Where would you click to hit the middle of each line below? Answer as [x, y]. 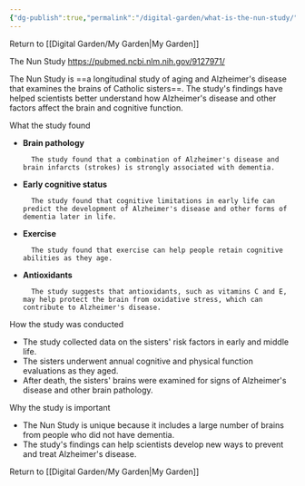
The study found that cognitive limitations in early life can [153, 200]
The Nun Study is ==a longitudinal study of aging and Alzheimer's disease [148, 79]
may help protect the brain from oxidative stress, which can [143, 299]
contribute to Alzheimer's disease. [92, 307]
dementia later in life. [69, 217]
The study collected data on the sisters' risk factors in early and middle [155, 342]
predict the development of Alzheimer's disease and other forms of [155, 209]
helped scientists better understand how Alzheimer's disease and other [143, 98]
